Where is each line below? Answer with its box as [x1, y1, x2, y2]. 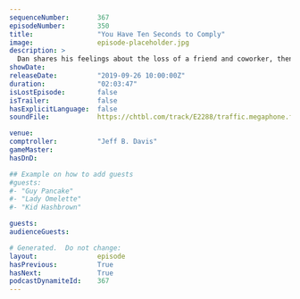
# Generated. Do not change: [9, 243, 122, 253]
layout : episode [9, 252, 126, 261]
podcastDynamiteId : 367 [9, 277, 110, 286]
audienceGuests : [9, 228, 70, 237]
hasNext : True [9, 269, 114, 278]
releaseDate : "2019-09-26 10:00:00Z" [9, 71, 186, 80]
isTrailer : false [9, 96, 118, 105]
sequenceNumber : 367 [9, 12, 110, 22]
